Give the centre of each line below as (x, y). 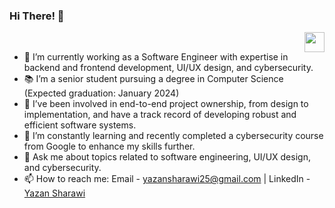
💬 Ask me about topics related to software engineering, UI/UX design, (167, 157)
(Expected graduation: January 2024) (101, 93)
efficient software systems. (80, 125)
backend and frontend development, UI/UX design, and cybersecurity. (168, 68)
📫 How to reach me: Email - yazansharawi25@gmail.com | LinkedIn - (167, 179)
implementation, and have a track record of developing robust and (160, 115)
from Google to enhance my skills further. (109, 146)
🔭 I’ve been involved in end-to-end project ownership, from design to (166, 104)
